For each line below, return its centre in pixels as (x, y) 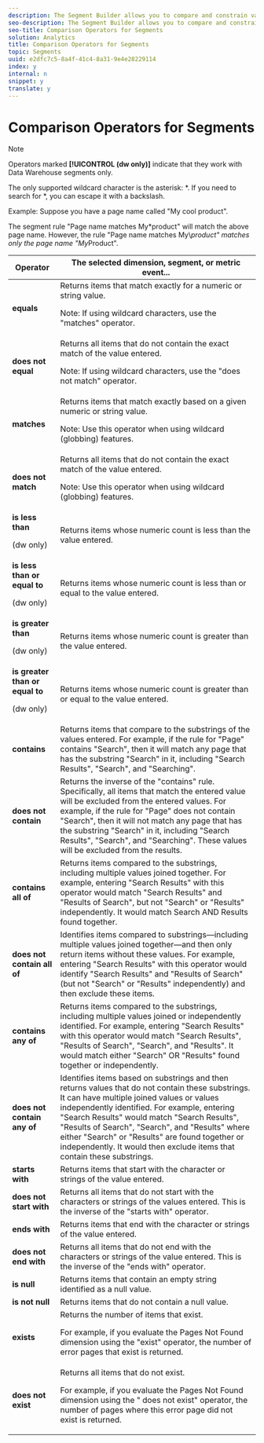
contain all (32, 965)
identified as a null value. (106, 1289)
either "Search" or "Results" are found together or (152, 1137)
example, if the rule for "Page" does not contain (148, 811)
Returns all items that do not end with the (136, 1247)
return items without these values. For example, (148, 954)
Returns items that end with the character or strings (155, 1225)
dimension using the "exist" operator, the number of (156, 1342)
